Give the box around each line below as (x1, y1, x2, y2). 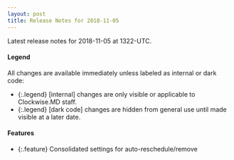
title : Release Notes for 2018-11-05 (7, 17, 119, 24)
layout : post (7, 10, 46, 18)
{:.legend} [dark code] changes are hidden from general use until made (17, 105, 227, 114)
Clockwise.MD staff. (17, 97, 77, 106)
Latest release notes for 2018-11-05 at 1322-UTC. (7, 36, 152, 45)
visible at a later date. (17, 112, 81, 121)
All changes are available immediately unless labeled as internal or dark (7, 68, 217, 77)
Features (7, 129, 34, 137)
